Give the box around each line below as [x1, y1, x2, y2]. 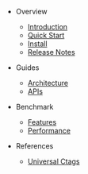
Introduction [27, 22, 68, 31]
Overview [15, 7, 48, 16]
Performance [27, 126, 71, 135]
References [15, 141, 54, 150]
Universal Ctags [27, 157, 80, 166]
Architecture [27, 79, 69, 87]
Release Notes [27, 48, 75, 56]
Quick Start [27, 31, 65, 40]
